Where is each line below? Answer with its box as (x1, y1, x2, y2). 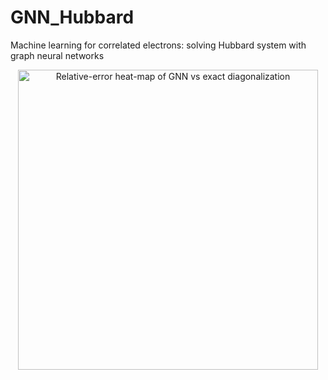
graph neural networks (10, 49, 105, 61)
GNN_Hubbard (10, 6, 135, 29)
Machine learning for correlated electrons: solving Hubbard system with (10, 39, 307, 51)
